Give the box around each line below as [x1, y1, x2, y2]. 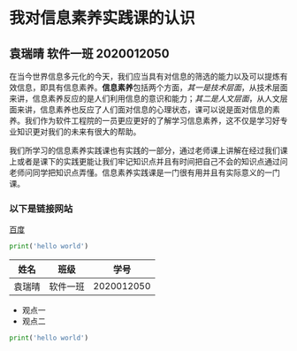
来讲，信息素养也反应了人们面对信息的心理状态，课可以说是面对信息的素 [16, 104, 280, 115]
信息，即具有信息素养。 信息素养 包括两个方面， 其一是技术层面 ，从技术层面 [16, 82, 288, 93]
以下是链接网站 [9, 202, 73, 215]
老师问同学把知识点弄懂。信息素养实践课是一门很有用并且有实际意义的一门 [9, 167, 280, 178]
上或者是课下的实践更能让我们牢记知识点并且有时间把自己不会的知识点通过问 [9, 156, 288, 166]
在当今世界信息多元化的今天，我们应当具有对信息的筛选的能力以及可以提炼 [9, 72, 280, 81]
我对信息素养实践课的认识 [9, 8, 196, 28]
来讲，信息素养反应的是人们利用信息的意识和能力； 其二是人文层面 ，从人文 [9, 94, 280, 103]
